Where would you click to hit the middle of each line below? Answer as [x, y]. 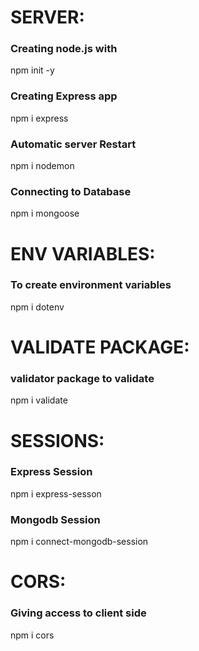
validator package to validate [82, 378]
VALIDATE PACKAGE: [100, 347]
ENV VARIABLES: [83, 253]
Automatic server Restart [73, 144]
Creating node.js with [64, 49]
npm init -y [32, 70]
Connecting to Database [71, 191]
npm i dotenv [37, 307]
